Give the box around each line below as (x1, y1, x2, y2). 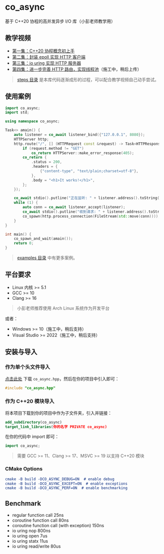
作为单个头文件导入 (5, 364, 50, 371)
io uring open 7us (12, 533, 48, 539)
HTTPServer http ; (14, 136, 49, 142)
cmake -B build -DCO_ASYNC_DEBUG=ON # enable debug (5, 476, 115, 482)
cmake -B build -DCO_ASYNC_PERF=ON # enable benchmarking (5, 486, 128, 490)
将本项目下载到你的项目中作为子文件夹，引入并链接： (5, 410, 112, 416)
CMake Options (5, 465, 43, 472)
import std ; (5, 110, 29, 115)
